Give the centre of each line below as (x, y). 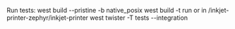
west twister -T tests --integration (139, 18)
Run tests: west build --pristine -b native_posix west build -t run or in (107, 10)
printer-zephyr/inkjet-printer (48, 18)
